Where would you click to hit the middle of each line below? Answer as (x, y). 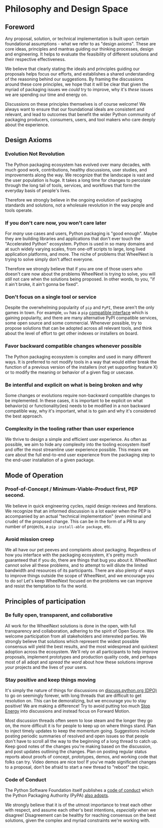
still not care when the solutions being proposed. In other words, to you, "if (80, 279)
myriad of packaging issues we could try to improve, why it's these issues (79, 89)
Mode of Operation (34, 475)
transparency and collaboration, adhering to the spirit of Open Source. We (79, 631)
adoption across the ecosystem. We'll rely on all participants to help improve (81, 652)
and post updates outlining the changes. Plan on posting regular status (76, 752)
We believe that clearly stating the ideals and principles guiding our (72, 69)
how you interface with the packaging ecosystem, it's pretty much (71, 555)
